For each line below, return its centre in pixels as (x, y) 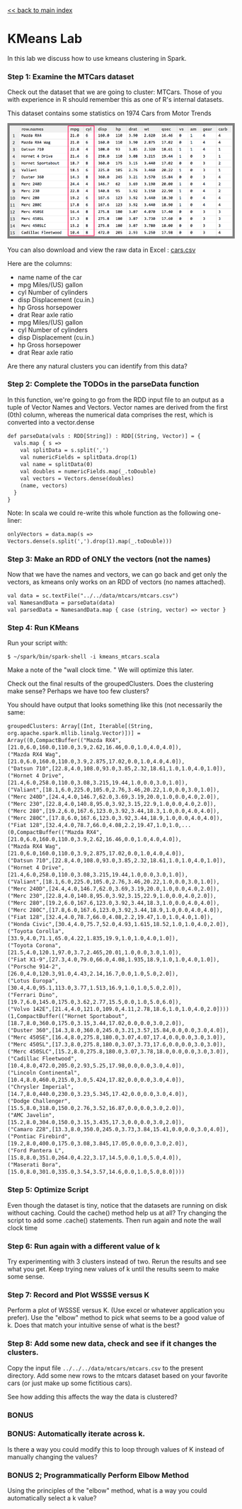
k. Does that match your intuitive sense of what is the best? (94, 1325)
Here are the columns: (40, 263)
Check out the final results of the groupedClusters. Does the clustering (110, 684)
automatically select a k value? (52, 1498)
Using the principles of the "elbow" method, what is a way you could (107, 1491)
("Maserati (23, 1165)
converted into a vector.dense (51, 422)
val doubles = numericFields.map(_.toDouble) (88, 471)
